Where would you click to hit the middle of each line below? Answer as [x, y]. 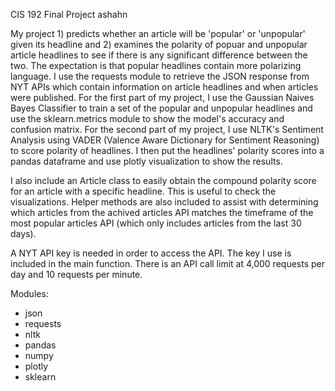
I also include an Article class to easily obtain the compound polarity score [163, 180]
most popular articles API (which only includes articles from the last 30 [156, 223]
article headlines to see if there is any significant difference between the [159, 55]
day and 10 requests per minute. [76, 274]
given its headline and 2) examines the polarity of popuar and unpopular [159, 44]
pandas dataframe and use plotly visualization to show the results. [146, 161]
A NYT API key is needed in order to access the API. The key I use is [151, 253]
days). [23, 233]
